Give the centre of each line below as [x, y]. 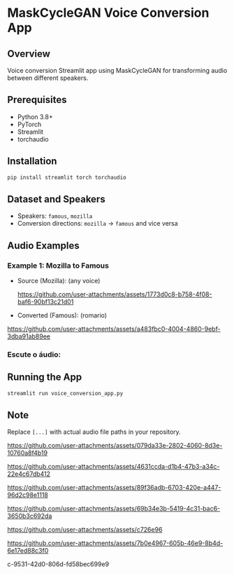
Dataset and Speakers [57, 199]
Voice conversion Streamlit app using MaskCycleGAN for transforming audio [117, 70]
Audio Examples [43, 246]
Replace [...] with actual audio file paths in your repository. [94, 432]
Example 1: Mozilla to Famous [58, 266]
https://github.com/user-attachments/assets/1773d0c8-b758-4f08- [115, 294]
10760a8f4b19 [27, 453]
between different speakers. [48, 78]
